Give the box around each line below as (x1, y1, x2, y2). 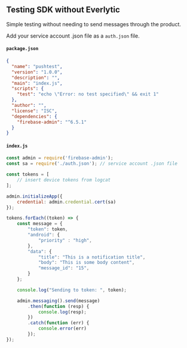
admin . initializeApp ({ (6, 193, 63, 199)
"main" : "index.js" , (11, 80, 63, 86)
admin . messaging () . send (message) (17, 298, 100, 304)
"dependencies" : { (11, 113, 58, 119)
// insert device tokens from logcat (17, 177, 111, 183)
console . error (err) (38, 325, 87, 332)
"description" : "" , (11, 75, 60, 81)
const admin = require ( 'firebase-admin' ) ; (6, 155, 114, 161)
